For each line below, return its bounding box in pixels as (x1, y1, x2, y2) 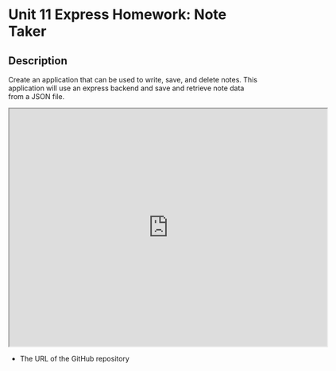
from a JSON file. (8, 92, 65, 101)
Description (8, 54, 68, 67)
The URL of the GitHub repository (19, 354, 129, 363)
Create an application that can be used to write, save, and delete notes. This (8, 75, 258, 84)
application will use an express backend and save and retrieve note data (8, 83, 245, 93)
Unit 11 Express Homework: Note (8, 6, 227, 24)
